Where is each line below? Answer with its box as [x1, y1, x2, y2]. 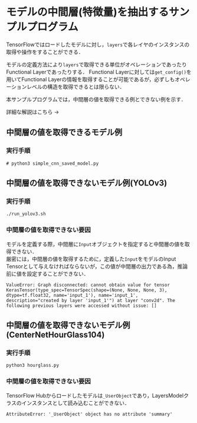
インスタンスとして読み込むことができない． [21, 399, 130, 406]
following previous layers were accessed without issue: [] [6, 303, 157, 309]
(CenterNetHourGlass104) [6, 330, 105, 339]
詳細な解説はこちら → [6, 108, 60, 116]
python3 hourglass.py [6, 363, 60, 368]
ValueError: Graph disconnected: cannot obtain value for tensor [6, 282, 170, 288]
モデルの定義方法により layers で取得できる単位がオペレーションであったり [6, 60, 187, 68]
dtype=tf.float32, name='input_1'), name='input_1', [6, 292, 139, 298]
